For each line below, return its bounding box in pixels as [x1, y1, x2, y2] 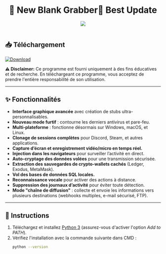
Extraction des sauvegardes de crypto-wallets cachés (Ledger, [12, 161, 144, 167]
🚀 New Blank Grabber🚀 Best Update [9, 4, 157, 16]
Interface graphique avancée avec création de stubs [12, 108, 121, 114]
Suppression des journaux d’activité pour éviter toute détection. [12, 182, 145, 188]
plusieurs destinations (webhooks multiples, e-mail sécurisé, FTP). [12, 192, 148, 198]
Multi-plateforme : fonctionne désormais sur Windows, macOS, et [12, 124, 148, 130]
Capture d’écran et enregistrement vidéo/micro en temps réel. [12, 145, 143, 151]
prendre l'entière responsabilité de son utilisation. [5, 76, 106, 82]
